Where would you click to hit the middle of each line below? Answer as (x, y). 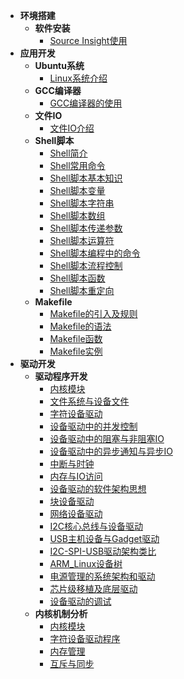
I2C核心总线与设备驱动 (96, 526)
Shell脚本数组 (77, 215)
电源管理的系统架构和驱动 (102, 576)
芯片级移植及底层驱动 (93, 588)
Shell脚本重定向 (82, 290)
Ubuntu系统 (59, 65)
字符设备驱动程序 (85, 638)
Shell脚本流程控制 (86, 265)
